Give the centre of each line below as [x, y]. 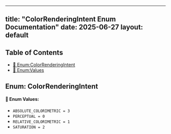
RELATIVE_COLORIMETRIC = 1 [41, 122]
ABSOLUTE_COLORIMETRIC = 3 [41, 111]
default [17, 35]
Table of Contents [34, 52]
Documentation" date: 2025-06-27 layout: [74, 27]
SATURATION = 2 [29, 127]
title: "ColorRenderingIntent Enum [61, 19]
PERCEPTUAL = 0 [29, 116]
